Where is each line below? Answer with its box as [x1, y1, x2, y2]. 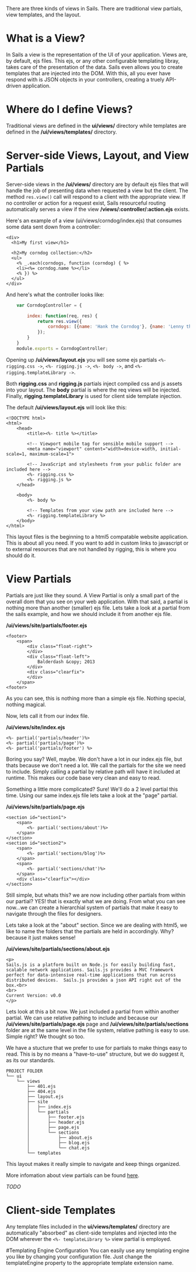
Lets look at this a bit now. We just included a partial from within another [6, 1008, 179, 1015]
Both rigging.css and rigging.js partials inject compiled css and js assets [6, 380, 183, 387]
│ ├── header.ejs [27, 1119, 85, 1125]
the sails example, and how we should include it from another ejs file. [6, 610, 172, 617]
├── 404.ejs [27, 1089, 57, 1094]
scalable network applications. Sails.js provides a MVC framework [6, 967, 174, 972]
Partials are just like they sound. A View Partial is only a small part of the [6, 591, 180, 598]
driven [6, 82, 22, 89]
